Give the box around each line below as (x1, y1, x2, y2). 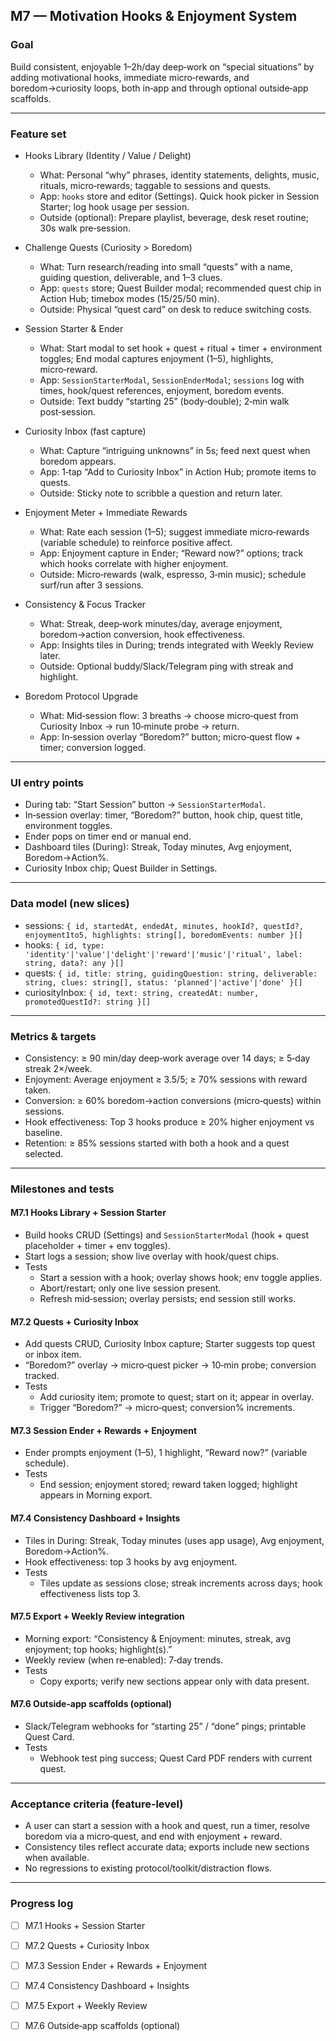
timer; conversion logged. (39, 741, 147, 753)
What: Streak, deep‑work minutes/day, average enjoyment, (39, 617, 283, 629)
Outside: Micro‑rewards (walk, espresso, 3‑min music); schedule (39, 568, 307, 580)
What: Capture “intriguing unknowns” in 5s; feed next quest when (39, 444, 311, 456)
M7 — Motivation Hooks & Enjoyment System (10, 8, 298, 25)
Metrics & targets (10, 1029, 97, 1043)
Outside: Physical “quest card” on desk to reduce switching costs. (39, 303, 312, 315)
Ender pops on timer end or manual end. (24, 830, 192, 843)
